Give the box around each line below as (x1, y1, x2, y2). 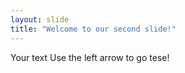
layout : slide (10, 14, 70, 25)
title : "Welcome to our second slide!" (10, 24, 177, 34)
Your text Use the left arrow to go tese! (10, 51, 170, 63)
